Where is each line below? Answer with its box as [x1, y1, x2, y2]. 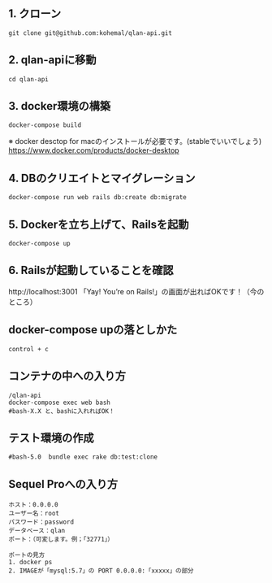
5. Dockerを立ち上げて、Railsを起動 [8, 217, 189, 231]
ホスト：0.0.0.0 [8, 501, 58, 509]
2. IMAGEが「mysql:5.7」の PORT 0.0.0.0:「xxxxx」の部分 [8, 567, 194, 575]
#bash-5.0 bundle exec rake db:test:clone [8, 453, 158, 461]
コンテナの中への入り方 [8, 369, 126, 383]
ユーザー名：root [8, 510, 59, 518]
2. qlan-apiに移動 [8, 53, 97, 67]
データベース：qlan [8, 527, 66, 535]
